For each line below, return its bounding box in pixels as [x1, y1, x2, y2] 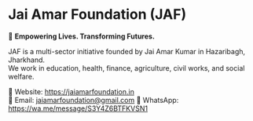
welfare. [8, 71, 35, 81]
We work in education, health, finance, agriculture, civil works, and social [8, 63, 245, 72]
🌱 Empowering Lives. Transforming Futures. [8, 31, 156, 41]
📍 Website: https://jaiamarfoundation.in [8, 86, 135, 96]
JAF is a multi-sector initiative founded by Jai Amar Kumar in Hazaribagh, [8, 46, 246, 56]
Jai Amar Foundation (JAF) [8, 5, 187, 24]
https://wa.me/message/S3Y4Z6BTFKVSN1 [8, 104, 148, 113]
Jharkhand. [8, 55, 46, 64]
